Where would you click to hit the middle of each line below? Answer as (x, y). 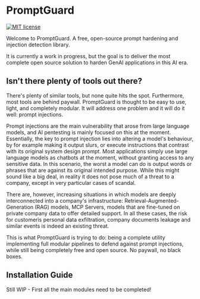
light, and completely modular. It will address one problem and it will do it (96, 108)
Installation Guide (40, 275)
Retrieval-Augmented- (152, 200)
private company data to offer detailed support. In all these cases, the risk (97, 213)
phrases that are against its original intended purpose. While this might (93, 170)
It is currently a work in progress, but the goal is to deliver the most (88, 56)
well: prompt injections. (35, 114)
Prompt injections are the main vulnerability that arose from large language (98, 126)
